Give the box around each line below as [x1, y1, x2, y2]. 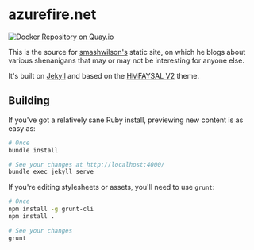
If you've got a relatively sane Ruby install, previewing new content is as [8, 115, 244, 125]
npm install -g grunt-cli [8, 205, 94, 213]
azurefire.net [8, 6, 97, 24]
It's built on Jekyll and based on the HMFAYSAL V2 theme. [8, 71, 200, 80]
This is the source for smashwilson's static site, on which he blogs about [8, 47, 246, 56]
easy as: [8, 123, 36, 133]
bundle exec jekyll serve [8, 168, 94, 176]
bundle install [8, 146, 59, 154]
